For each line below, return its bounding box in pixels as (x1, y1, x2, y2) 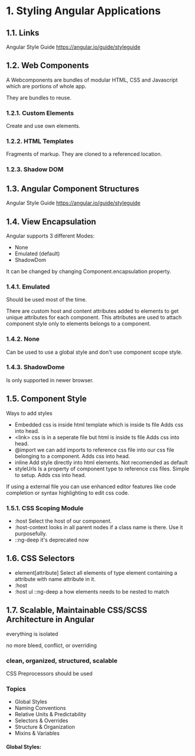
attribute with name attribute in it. (14, 575, 96, 582)
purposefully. (14, 530, 47, 537)
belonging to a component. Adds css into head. (14, 452, 131, 460)
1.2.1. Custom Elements (6, 108, 74, 117)
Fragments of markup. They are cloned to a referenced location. (6, 150, 162, 158)
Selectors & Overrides (14, 717, 69, 724)
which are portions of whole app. (6, 82, 87, 89)
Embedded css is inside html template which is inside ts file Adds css (14, 421, 184, 428)
